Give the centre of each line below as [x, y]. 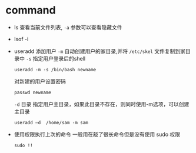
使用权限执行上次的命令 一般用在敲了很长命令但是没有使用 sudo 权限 [97, 134]
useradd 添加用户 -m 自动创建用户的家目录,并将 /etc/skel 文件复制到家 [100, 51]
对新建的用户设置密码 [40, 81]
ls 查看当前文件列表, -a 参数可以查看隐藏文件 [68, 27]
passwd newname [33, 92]
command [31, 10]
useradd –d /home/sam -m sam [51, 122]
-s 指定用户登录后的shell [56, 58]
